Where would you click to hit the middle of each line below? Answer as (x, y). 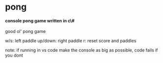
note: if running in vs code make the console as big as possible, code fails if (81, 50)
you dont (14, 55)
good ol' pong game (25, 31)
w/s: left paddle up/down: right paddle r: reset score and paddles (71, 41)
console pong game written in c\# (40, 20)
